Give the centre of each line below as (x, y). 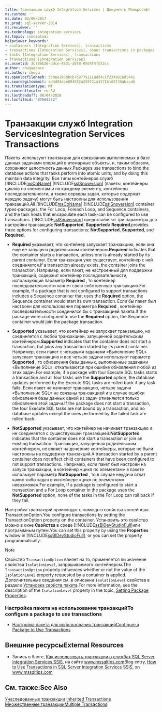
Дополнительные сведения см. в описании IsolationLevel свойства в (77, 580)
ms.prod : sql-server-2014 (31, 23)
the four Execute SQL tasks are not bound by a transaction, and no (78, 408)
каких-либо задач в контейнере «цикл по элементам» (68, 480)
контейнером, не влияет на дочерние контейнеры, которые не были (83, 449)
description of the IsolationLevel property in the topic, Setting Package (77, 590)
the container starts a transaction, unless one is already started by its (81, 255)
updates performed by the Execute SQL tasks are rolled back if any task (84, 383)
